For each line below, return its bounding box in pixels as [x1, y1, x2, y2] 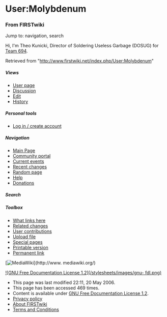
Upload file [12, 234, 36, 240]
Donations [12, 180, 35, 186]
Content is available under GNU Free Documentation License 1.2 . [12, 290, 149, 296]
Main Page [12, 148, 36, 154]
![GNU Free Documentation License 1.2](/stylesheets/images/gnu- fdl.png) [5, 269, 162, 275]
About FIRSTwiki [12, 301, 47, 307]
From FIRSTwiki [5, 21, 45, 28]
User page [12, 82, 35, 89]
